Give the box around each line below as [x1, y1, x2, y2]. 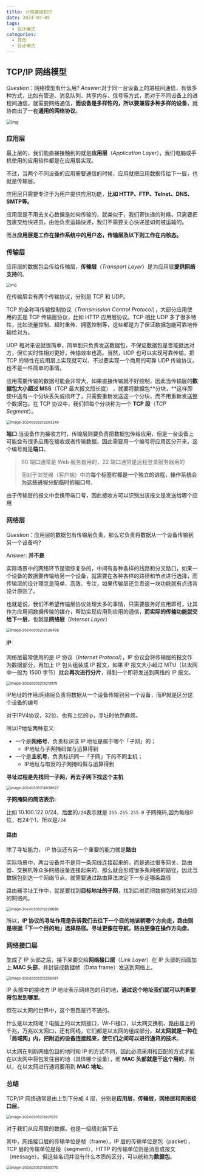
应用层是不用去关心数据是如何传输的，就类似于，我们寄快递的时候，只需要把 [6, 210, 198, 218]
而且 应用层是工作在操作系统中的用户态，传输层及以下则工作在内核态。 [6, 231, 182, 238]
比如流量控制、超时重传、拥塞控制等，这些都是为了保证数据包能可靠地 [16, 321, 192, 328]
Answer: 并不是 [6, 552, 44, 559]
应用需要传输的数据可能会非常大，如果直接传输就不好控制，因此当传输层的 [6, 378, 192, 385]
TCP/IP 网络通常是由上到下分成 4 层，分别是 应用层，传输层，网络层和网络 [6, 1095, 191, 1102]
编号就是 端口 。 [11, 445, 49, 453]
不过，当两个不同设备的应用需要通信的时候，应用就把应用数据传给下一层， [6, 170, 192, 177]
